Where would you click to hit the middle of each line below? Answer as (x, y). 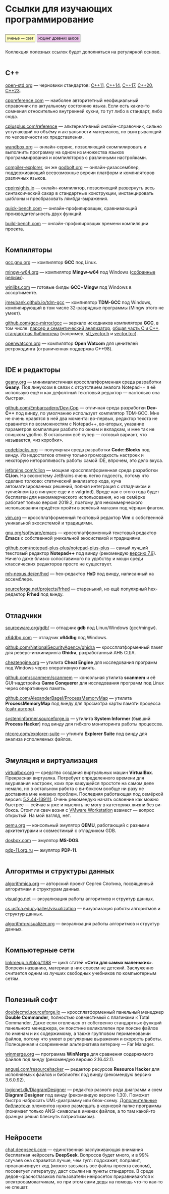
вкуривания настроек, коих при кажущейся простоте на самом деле (80, 784)
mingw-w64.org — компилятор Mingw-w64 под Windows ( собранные (80, 272)
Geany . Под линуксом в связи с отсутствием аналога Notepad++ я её (80, 387)
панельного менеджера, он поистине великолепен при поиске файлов (82, 1028)
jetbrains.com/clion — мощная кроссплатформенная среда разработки (81, 471)
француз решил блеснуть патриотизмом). (50, 1116)
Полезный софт (31, 1000)
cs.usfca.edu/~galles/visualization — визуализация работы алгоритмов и (83, 908)
